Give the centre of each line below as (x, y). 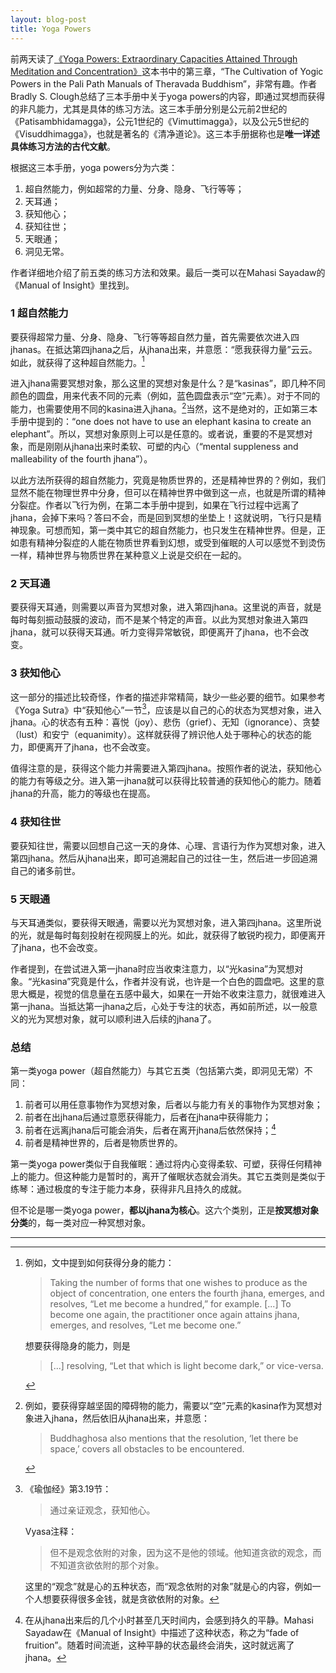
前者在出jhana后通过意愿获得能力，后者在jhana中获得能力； (148, 1117)
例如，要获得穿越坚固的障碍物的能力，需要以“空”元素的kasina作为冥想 (169, 1405)
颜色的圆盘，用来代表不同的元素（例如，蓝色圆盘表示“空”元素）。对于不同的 (165, 396)
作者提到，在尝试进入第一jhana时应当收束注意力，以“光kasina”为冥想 (152, 968)
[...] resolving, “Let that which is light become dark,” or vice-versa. (186, 1365)
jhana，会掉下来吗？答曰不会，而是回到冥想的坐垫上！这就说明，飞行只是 (161, 518)
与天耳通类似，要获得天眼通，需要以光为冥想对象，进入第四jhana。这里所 (161, 922)
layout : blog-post (48, 19)
